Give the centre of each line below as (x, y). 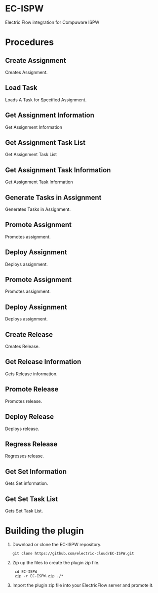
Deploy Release (30, 417)
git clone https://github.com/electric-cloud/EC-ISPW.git (73, 553)
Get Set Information (36, 471)
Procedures (30, 42)
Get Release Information (43, 362)
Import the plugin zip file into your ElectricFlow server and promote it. (83, 585)
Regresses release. (25, 456)
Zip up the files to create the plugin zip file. (56, 562)
